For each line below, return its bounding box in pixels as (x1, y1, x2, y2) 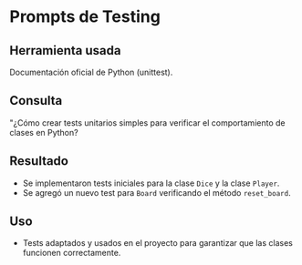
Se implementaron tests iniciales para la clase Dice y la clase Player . (22, 178, 280, 189)
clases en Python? (9, 127, 79, 138)
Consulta (9, 93, 63, 108)
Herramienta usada (9, 43, 121, 58)
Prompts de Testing (9, 6, 161, 27)
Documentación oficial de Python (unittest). (9, 66, 173, 77)
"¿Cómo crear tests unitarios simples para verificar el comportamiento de (9, 117, 286, 128)
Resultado (9, 153, 68, 169)
